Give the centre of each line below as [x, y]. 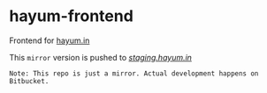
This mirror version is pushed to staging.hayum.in [101, 57]
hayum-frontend [72, 16]
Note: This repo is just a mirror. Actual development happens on [134, 73]
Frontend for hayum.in [50, 40]
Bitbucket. [29, 81]
